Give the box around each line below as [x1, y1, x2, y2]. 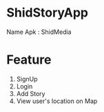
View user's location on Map [16, 97, 98, 105]
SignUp [16, 75, 39, 83]
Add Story [16, 89, 45, 97]
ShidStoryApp [6, 5, 89, 21]
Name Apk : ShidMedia [6, 28, 72, 36]
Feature [6, 52, 52, 68]
